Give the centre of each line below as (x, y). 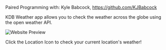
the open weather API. (29, 22)
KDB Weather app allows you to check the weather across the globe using (84, 17)
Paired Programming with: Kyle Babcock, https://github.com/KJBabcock (81, 7)
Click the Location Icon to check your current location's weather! (74, 42)
